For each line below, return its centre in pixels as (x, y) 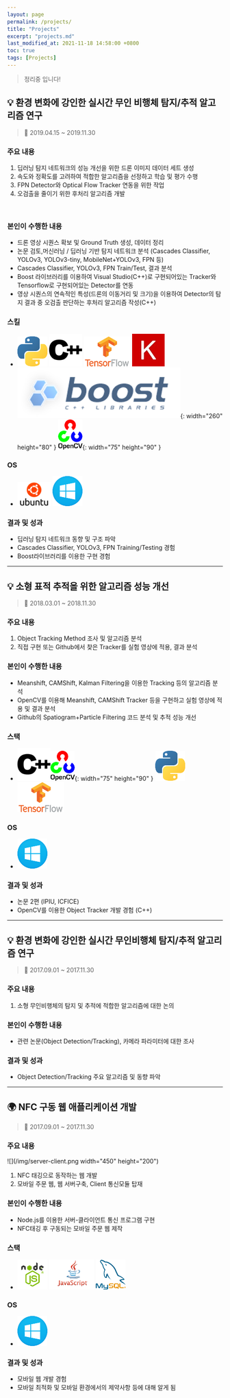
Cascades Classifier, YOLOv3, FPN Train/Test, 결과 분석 (94, 268)
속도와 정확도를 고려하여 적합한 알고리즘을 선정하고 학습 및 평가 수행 (107, 176)
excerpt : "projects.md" (41, 36)
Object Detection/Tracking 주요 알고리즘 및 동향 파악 (89, 1077)
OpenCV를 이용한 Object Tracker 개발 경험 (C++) (85, 910)
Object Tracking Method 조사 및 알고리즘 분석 (79, 638)
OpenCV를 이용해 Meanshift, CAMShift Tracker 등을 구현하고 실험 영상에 (116, 700)
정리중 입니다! (42, 79)
